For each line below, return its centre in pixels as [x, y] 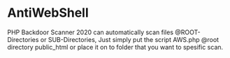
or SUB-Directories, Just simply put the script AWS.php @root [129, 39]
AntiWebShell [48, 13]
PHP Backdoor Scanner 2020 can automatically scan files [90, 32]
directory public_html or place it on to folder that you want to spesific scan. [115, 47]
